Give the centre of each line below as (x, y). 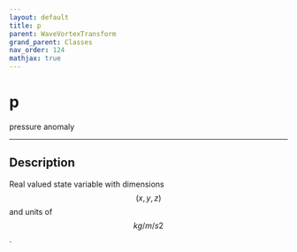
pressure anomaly (42, 126)
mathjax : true (35, 58)
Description (42, 163)
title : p (25, 26)
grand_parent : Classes (51, 42)
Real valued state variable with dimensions (87, 184)
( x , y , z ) (148, 198)
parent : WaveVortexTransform (63, 34)
